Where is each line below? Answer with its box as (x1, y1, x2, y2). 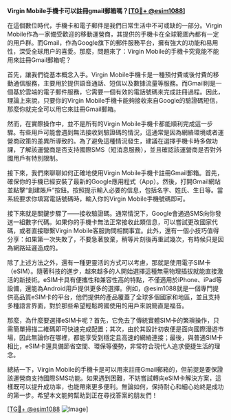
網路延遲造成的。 (12, 244, 62, 252)
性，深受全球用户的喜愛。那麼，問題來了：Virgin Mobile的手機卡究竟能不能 (7, 48, 219, 55)
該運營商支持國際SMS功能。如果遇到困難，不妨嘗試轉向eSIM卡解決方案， (7, 374, 216, 382)
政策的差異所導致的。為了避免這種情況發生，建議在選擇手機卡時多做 (19, 137, 212, 145)
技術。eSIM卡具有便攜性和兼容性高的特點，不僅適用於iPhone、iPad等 (25, 276, 222, 283)
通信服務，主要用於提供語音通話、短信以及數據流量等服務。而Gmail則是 (12, 79, 217, 87)
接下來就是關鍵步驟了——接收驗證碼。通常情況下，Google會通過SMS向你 (7, 210, 215, 217)
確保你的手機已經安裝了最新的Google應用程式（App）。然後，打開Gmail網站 (7, 177, 221, 186)
